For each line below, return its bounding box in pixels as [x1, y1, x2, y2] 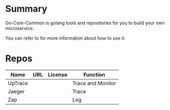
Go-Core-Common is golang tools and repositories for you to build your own [5, 20, 165, 26]
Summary [5, 3, 47, 15]
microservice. [5, 25, 34, 31]
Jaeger [8, 88, 25, 95]
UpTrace [8, 80, 28, 87]
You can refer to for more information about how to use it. [5, 35, 126, 41]
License [48, 71, 67, 78]
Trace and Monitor [72, 80, 117, 87]
